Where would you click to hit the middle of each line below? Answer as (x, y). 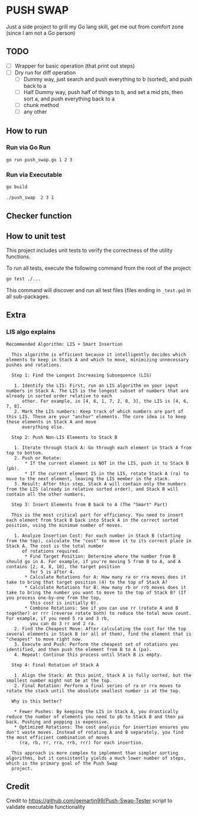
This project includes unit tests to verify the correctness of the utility (90, 250)
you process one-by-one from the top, (54, 598)
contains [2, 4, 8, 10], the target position (63, 566)
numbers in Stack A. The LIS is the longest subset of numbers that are (98, 391)
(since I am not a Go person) (41, 33)
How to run (27, 131)
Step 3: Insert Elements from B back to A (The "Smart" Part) (90, 504)
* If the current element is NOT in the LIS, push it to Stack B (107, 463)
